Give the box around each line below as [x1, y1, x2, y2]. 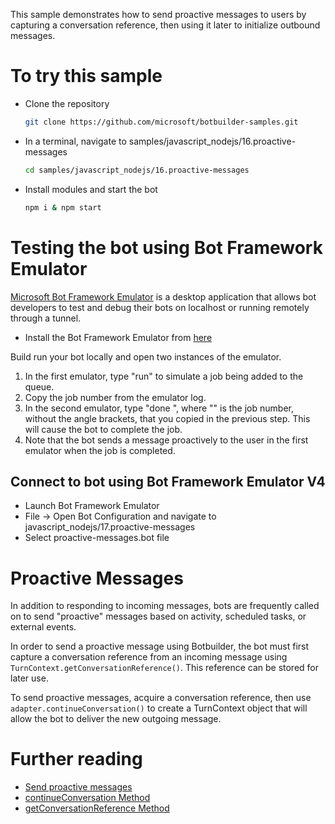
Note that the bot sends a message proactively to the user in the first [24, 434, 309, 446]
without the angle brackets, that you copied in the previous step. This [24, 412, 311, 424]
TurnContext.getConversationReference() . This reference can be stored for [10, 662, 320, 674]
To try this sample [10, 65, 163, 88]
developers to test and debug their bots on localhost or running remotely [10, 301, 310, 313]
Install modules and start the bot [24, 183, 158, 195]
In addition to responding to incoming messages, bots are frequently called [10, 600, 320, 612]
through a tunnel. [10, 312, 82, 324]
